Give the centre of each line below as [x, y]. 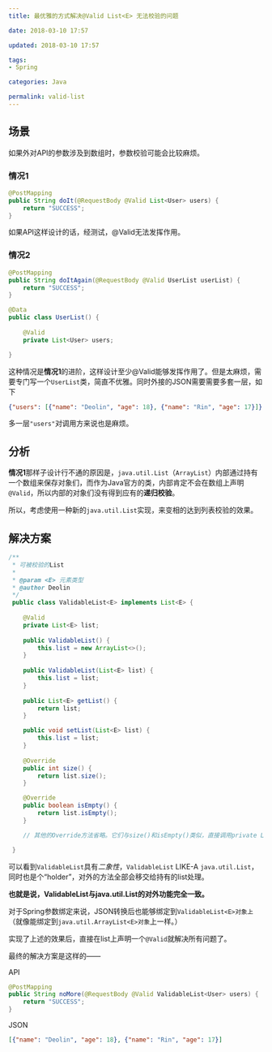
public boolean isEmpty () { [70, 806]
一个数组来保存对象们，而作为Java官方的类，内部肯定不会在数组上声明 [126, 483]
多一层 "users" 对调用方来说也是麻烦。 [71, 424]
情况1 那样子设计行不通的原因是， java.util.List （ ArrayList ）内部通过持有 [133, 472]
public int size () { [57, 768]
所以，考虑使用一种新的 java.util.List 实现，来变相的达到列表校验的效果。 [133, 510]
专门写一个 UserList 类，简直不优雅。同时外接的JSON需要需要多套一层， [135, 382]
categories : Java [38, 82]
